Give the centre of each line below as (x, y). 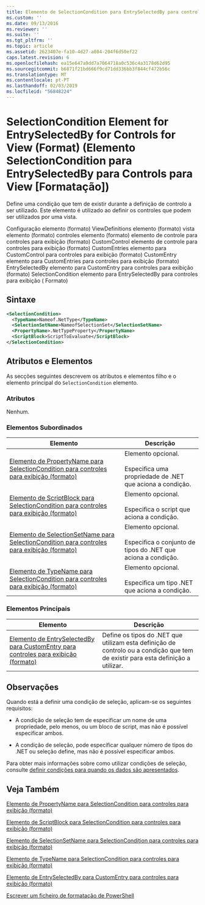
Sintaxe (21, 300)
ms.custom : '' (24, 18)
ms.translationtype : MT (37, 75)
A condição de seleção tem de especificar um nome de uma (91, 720)
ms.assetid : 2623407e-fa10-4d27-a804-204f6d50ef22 (72, 52)
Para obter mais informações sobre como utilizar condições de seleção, (97, 763)
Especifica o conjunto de (160, 542)
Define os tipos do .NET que (142, 635)
